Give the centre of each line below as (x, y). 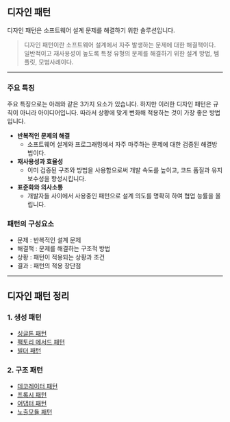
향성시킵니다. (69, 179)
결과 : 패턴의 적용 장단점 (49, 266)
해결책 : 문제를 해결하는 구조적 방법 (64, 248)
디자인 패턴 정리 (38, 296)
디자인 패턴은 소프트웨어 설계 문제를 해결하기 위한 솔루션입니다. (91, 30)
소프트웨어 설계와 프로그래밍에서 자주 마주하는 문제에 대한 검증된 (113, 144)
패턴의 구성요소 (31, 224)
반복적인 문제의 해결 (43, 136)
